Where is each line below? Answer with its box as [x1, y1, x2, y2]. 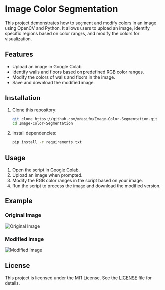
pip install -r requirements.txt [12, 140, 82, 145]
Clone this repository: [12, 107, 57, 113]
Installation [5, 94, 41, 102]
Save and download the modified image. [12, 79, 95, 85]
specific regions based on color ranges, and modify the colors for [5, 30, 140, 36]
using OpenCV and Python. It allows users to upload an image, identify [5, 25, 150, 31]
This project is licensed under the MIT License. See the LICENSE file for [5, 275, 152, 281]
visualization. [5, 36, 32, 42]
